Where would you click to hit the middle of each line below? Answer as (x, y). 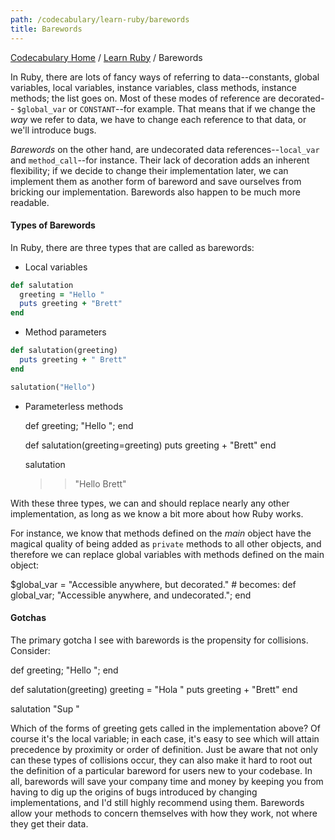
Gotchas (28, 618)
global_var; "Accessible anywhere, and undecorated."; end (131, 595)
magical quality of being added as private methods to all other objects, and (166, 543)
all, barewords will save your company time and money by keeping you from (167, 781)
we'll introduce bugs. (53, 130)
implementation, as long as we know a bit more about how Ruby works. (157, 513)
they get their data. (49, 823)
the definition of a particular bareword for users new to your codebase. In (161, 770)
